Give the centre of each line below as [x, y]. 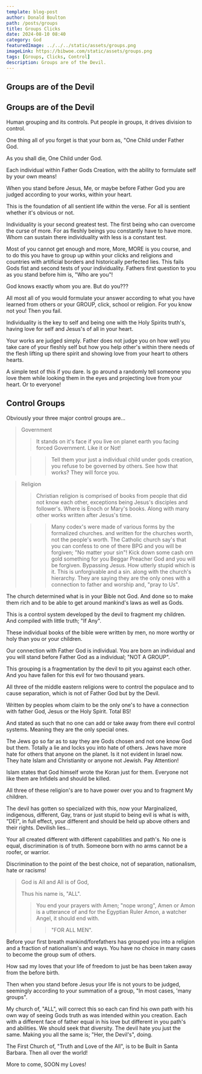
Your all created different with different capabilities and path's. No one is [96, 839]
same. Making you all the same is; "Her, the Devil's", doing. [79, 1034]
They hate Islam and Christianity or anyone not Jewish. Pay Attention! [93, 760]
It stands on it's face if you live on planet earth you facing [107, 441]
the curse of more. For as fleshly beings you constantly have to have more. [99, 231]
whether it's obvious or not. [40, 213]
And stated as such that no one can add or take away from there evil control [101, 723]
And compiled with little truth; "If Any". [54, 620]
